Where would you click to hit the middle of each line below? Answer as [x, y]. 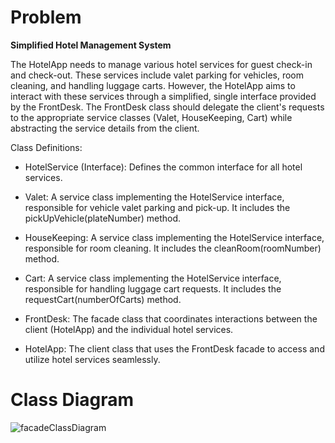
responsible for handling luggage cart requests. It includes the [153, 288]
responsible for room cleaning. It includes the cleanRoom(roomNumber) [173, 248]
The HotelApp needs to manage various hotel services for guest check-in [161, 64]
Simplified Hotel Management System [91, 45]
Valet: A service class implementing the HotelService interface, [154, 197]
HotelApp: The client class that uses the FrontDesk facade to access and [174, 348]
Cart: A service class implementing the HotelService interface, [153, 278]
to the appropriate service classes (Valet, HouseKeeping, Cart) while [151, 117]
